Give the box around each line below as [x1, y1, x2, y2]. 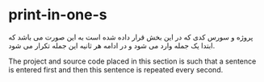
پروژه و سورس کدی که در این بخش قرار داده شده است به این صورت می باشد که [8, 32, 254, 42]
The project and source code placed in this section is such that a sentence [8, 56, 257, 66]
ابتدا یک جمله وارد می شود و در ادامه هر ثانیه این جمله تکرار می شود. [8, 40, 216, 50]
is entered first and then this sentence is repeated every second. [8, 64, 224, 74]
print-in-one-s [8, 6, 107, 24]
